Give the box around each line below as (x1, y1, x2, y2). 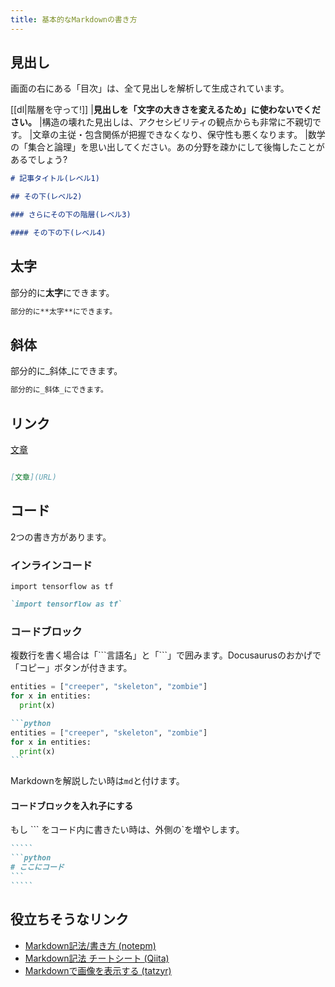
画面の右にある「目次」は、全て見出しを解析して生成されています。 (10, 82, 290, 95)
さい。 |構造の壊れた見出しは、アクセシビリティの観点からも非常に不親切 (10, 116, 313, 128)
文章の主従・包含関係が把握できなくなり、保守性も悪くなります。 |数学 (32, 129, 326, 141)
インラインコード (10, 558, 93, 572)
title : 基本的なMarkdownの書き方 (10, 14, 138, 25)
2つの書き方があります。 (10, 531, 112, 543)
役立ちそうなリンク (10, 911, 129, 928)
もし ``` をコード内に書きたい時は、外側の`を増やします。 (10, 824, 245, 836)
